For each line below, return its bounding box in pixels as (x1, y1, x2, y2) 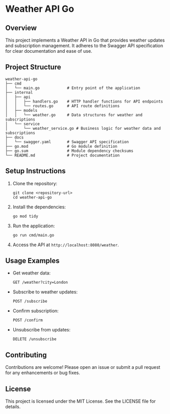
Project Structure (5, 63, 61, 72)
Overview (5, 24, 37, 32)
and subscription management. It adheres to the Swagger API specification (5, 43, 163, 49)
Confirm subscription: (12, 308, 59, 314)
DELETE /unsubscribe (12, 337, 57, 342)
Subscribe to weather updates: (12, 289, 78, 295)
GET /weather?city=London (12, 280, 68, 285)
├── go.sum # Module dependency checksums (5, 148, 134, 153)
